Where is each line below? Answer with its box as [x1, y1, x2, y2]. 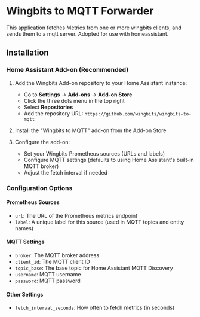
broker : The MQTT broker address [14, 251, 100, 258]
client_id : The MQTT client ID [14, 258, 91, 265]
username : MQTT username [14, 270, 81, 278]
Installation [6, 48, 49, 58]
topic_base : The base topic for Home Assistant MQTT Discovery [14, 264, 173, 272]
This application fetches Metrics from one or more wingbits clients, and [6, 24, 182, 31]
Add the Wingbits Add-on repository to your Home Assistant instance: [14, 79, 187, 86]
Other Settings [6, 291, 44, 298]
